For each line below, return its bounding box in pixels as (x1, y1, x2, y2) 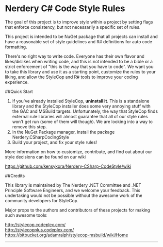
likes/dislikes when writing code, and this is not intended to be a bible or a (5, 58, 153, 64)
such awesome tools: (5, 212, 48, 218)
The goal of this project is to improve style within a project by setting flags (5, 19, 153, 25)
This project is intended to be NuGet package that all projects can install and (5, 34, 158, 39)
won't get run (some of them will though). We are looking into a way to (12, 119, 153, 124)
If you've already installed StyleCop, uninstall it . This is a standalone (12, 98, 149, 104)
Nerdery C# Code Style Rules (5, 3, 125, 14)
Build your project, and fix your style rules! (12, 139, 97, 145)
